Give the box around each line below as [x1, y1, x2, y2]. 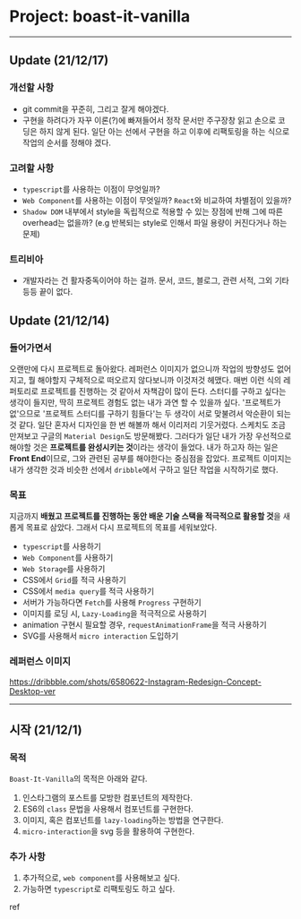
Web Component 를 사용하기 [21, 553, 114, 563]
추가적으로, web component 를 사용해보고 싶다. [21, 872, 181, 883]
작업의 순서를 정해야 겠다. [21, 137, 112, 148]
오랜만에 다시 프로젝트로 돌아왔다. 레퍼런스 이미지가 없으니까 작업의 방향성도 [9, 363, 275, 374]
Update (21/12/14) [9, 313, 110, 328]
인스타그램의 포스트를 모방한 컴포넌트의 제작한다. [21, 793, 193, 803]
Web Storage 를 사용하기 [21, 563, 106, 574]
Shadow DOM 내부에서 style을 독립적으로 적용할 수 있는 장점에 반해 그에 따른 [21, 206, 284, 217]
